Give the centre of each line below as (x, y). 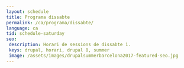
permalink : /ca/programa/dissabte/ (50, 22)
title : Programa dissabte (38, 17)
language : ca (22, 28)
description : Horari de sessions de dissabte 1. (70, 45)
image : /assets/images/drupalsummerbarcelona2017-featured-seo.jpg (93, 56)
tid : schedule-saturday (35, 34)
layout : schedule (28, 12)
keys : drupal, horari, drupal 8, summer (59, 50)
